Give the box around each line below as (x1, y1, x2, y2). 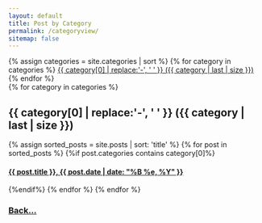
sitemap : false (8, 34, 60, 43)
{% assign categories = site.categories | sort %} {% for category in (8, 57, 231, 66)
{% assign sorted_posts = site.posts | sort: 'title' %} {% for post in (8, 140, 227, 149)
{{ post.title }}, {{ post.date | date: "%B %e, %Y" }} (8, 166, 184, 176)
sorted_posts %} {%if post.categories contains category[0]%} (8, 149, 216, 158)
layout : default (8, 11, 63, 20)
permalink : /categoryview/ (8, 27, 99, 35)
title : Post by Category (8, 19, 92, 27)
